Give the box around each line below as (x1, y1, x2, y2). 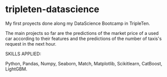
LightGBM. (5, 66, 28, 72)
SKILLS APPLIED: (5, 51, 42, 57)
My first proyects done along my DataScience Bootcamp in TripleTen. (5, 20, 150, 26)
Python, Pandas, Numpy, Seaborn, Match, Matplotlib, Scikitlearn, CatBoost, (5, 60, 162, 66)
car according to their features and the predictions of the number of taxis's (5, 35, 162, 42)
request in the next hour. (5, 41, 57, 47)
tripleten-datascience (5, 4, 100, 15)
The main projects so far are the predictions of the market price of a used (5, 30, 159, 36)
